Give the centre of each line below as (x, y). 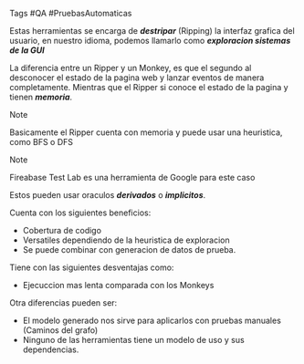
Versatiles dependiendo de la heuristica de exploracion (126, 240)
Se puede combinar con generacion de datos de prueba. (129, 250)
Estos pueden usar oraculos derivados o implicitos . (108, 195)
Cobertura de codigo (62, 230)
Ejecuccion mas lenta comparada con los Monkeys (118, 285)
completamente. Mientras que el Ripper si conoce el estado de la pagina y (149, 87)
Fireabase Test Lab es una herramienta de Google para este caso (132, 177)
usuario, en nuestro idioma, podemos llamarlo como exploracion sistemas (150, 41)
